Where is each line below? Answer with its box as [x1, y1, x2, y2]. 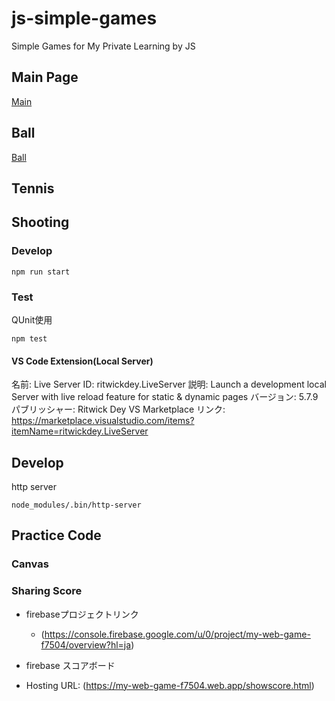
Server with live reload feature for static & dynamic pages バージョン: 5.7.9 [11, 391, 319, 403]
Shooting [11, 214, 70, 231]
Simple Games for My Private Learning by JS [11, 40, 196, 52]
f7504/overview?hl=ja [40, 638, 132, 651]
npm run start [11, 267, 71, 277]
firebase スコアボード [25, 659, 116, 671]
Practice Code [11, 527, 102, 544]
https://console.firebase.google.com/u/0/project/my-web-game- [44, 628, 311, 640]
